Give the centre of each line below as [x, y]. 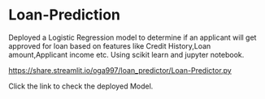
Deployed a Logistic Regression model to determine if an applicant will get [132, 37]
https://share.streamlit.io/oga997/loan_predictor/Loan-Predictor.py [120, 70]
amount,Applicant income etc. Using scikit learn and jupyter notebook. [126, 54]
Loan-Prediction [64, 15]
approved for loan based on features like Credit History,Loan [110, 45]
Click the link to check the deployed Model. [81, 86]
